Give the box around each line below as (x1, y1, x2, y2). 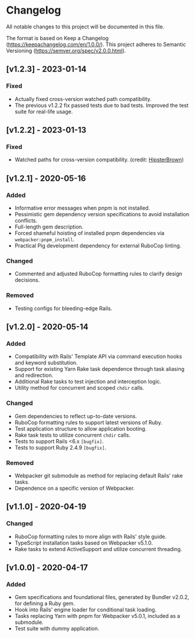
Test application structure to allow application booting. (14, 425, 147, 432)
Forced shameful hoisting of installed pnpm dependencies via (14, 230, 165, 236)
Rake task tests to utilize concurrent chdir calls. (14, 431, 131, 438)
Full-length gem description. (14, 223, 84, 230)
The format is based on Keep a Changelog (6, 34, 109, 41)
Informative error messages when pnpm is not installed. (14, 204, 150, 211)
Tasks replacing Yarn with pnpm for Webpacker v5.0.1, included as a (14, 613, 181, 620)
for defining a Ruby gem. (14, 600, 75, 607)
